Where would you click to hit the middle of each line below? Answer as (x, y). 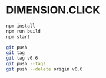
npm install (21, 26)
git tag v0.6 (22, 58)
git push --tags (26, 64)
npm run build (24, 31)
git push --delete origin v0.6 (44, 69)
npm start (18, 37)
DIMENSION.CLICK (53, 10)
